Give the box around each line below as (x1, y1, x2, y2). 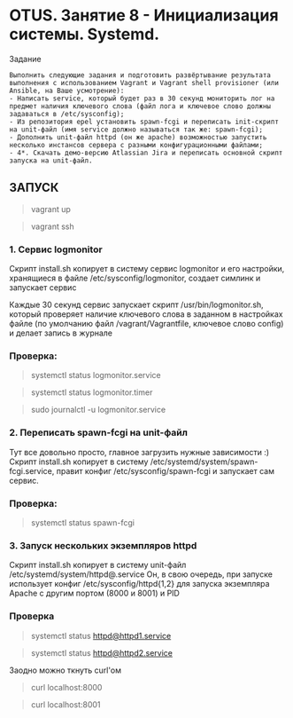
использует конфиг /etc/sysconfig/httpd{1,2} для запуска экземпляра (9, 579, 270, 589)
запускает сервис (9, 282, 77, 293)
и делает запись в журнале (9, 327, 113, 338)
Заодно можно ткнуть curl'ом (9, 665, 122, 675)
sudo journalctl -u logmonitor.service (30, 405, 166, 415)
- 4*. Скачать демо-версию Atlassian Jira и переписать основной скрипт (9, 148, 283, 157)
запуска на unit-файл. (9, 156, 93, 165)
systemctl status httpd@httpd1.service (30, 630, 172, 641)
